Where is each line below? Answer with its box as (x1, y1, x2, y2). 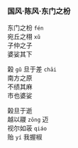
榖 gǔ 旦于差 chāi (7, 65, 57, 73)
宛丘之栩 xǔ (7, 32, 41, 41)
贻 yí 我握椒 (7, 132, 43, 142)
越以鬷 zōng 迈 (7, 115, 49, 124)
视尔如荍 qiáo (7, 124, 48, 132)
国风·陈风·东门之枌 (7, 6, 71, 16)
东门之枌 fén (7, 23, 44, 32)
